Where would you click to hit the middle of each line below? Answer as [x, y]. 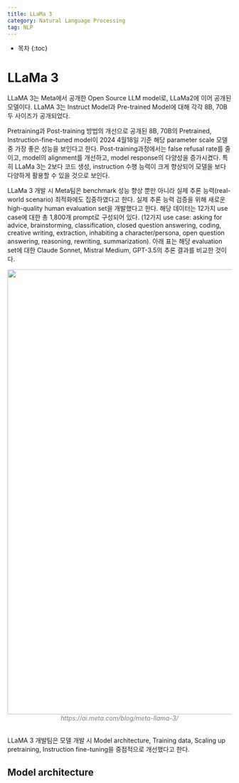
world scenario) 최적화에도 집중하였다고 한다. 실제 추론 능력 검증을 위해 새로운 [117, 199]
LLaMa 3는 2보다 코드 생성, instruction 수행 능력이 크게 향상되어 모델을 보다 [120, 167]
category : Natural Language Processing [67, 21]
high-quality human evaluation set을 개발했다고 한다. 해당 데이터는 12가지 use [118, 209]
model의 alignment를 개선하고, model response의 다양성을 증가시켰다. [122, 158]
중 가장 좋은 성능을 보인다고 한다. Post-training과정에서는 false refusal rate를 [115, 149]
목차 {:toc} [33, 48]
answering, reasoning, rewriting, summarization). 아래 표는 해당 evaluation [115, 241]
